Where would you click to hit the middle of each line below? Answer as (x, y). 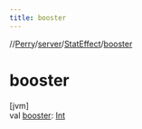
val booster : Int (38, 115)
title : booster (38, 18)
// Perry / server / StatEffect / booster (71, 44)
